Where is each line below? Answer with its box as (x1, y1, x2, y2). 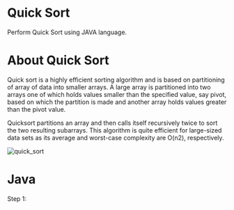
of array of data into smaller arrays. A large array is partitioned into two (7, 82, 211, 91)
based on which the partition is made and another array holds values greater (7, 98, 227, 106)
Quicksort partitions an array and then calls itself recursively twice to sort (7, 119, 218, 127)
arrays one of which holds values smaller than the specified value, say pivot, (7, 90, 227, 98)
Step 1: (7, 194, 26, 203)
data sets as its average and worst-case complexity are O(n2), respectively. (7, 133, 224, 142)
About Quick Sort (7, 52, 109, 68)
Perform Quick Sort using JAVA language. (7, 28, 127, 36)
